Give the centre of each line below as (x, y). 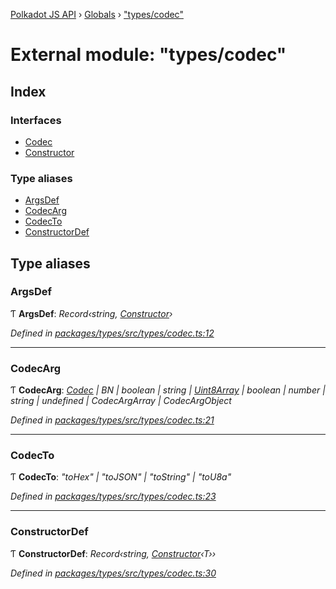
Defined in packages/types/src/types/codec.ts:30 (113, 573)
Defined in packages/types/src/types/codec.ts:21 (112, 420)
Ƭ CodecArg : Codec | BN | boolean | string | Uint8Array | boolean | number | (168, 390)
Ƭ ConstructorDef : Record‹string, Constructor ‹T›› (113, 553)
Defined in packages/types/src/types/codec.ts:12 (112, 333)
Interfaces (36, 120)
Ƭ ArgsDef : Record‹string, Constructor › (91, 313)
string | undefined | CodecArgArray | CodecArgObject (121, 401)
